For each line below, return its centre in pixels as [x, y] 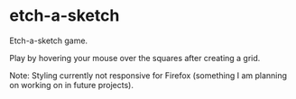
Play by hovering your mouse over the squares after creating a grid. [135, 58]
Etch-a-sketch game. [49, 40]
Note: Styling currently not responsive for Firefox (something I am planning [148, 75]
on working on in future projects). [71, 85]
